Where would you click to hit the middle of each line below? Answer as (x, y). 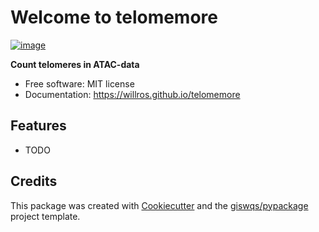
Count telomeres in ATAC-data (75, 64)
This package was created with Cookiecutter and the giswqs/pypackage (159, 205)
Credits (34, 181)
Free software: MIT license (79, 83)
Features (38, 126)
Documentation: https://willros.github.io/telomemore (132, 94)
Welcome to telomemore (114, 17)
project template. (45, 216)
